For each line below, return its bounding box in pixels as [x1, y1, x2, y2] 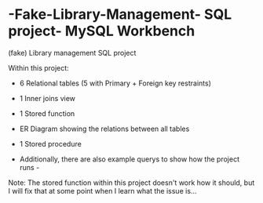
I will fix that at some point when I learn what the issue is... [8, 186, 197, 195]
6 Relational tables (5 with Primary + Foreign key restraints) [19, 78, 212, 88]
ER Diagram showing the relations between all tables [19, 124, 190, 133]
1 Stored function [19, 108, 75, 118]
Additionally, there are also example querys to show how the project [19, 154, 239, 164]
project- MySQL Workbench [8, 22, 195, 40]
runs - [19, 162, 40, 172]
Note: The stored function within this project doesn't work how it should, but [8, 178, 255, 187]
